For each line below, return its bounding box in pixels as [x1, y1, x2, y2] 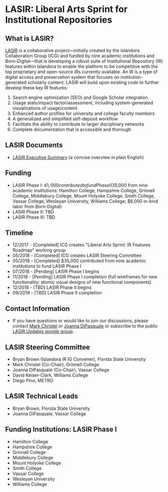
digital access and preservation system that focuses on [5, 74, 119, 80]
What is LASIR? [5, 34, 54, 43]
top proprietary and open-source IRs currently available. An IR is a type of [5, 69, 158, 75]
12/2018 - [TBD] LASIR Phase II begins [12, 284, 92, 290]
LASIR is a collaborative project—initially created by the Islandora [5, 48, 140, 53]
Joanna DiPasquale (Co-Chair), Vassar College [12, 367, 109, 373]
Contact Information [5, 304, 70, 313]
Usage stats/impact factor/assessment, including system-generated [12, 100, 153, 106]
